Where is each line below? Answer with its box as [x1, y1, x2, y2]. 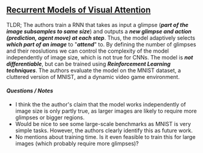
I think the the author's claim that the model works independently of [15, 101, 186, 108]
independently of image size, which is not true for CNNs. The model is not [6, 53, 194, 61]
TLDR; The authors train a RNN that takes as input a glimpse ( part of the [6, 21, 189, 28]
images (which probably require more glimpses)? [15, 140, 139, 147]
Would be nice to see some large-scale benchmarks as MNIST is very [15, 121, 191, 128]
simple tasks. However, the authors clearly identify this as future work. [15, 127, 193, 134]
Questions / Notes [6, 87, 54, 94]
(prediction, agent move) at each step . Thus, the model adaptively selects [6, 34, 196, 42]
